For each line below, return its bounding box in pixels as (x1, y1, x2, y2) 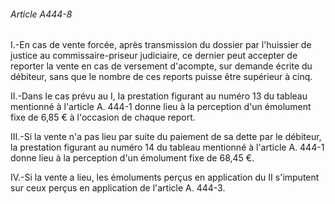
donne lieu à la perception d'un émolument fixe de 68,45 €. (10, 152, 255, 164)
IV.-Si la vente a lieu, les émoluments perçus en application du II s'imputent (10, 171, 320, 184)
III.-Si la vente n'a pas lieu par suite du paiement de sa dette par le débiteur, (10, 131, 322, 143)
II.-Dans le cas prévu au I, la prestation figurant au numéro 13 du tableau (10, 90, 308, 102)
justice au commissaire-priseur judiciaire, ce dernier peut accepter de (10, 50, 298, 62)
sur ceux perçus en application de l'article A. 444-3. (10, 182, 226, 194)
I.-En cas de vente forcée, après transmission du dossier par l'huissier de (10, 39, 312, 51)
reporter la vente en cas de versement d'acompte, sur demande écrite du (10, 60, 313, 72)
